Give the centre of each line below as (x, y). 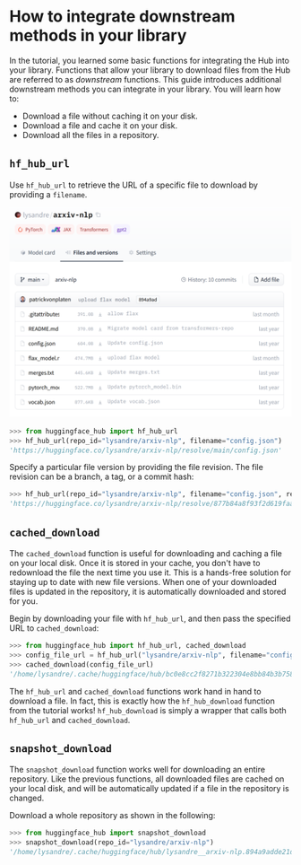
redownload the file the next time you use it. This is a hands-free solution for (150, 572)
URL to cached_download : (54, 628)
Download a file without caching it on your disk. (110, 116)
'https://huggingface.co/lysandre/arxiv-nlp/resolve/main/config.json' (146, 450)
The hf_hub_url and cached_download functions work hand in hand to (135, 691)
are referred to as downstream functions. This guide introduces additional (146, 79)
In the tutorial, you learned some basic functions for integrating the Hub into (149, 60)
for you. (24, 601)
